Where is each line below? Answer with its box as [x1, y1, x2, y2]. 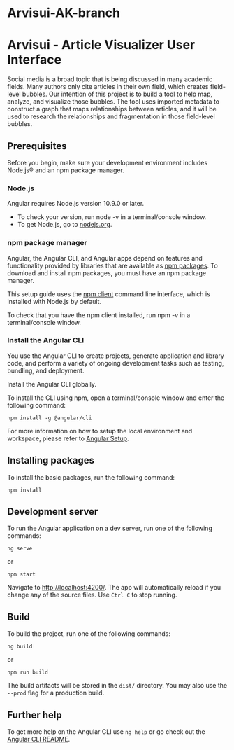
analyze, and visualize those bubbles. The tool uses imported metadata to [7, 97, 220, 106]
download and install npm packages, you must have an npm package [7, 268, 207, 277]
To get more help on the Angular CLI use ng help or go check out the [7, 728, 205, 736]
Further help [7, 709, 63, 721]
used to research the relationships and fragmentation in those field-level [7, 112, 215, 120]
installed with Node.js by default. [7, 297, 102, 305]
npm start [7, 571, 36, 578]
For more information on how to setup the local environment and [7, 426, 193, 435]
